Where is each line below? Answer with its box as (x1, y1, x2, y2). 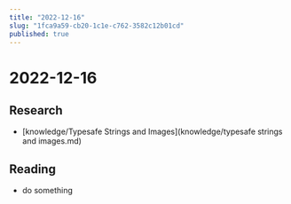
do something (21, 185, 74, 196)
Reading (9, 161, 56, 177)
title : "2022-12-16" (9, 12, 86, 22)
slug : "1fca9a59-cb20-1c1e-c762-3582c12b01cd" (9, 21, 185, 30)
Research (9, 103, 64, 118)
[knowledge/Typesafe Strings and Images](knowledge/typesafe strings (21, 126, 283, 137)
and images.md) (21, 136, 83, 146)
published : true (9, 29, 69, 38)
